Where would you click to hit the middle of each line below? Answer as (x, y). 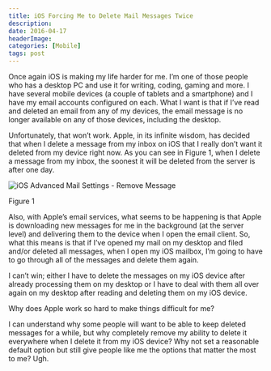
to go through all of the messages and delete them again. (104, 260)
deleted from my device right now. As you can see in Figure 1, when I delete (134, 152)
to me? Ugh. (29, 358)
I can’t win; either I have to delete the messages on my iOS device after (127, 275)
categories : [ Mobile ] (45, 46)
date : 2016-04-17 (38, 31)
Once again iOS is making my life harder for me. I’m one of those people (128, 77)
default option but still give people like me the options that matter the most (132, 350)
